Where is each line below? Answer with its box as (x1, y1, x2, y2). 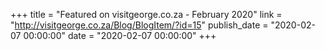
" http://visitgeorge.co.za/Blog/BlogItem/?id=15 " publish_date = (10, 19, 269, 31)
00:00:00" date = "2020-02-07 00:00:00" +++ (23, 30, 217, 41)
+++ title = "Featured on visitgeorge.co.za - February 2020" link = (10, 9, 283, 20)
